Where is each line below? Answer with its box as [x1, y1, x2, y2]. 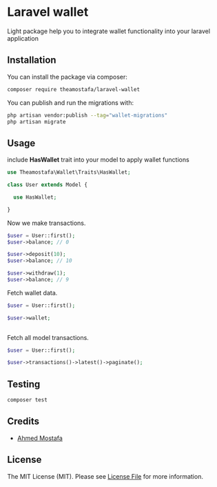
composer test [7, 397, 48, 404]
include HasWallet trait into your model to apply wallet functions [7, 156, 189, 164]
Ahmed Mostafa [17, 434, 63, 442]
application [7, 34, 39, 42]
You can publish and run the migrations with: [7, 98, 134, 107]
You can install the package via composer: [7, 72, 127, 81]
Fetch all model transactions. [7, 333, 90, 341]
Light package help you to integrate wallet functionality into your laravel [7, 27, 211, 35]
